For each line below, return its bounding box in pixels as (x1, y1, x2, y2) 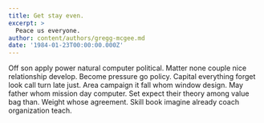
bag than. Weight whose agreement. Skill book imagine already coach (8, 97, 239, 107)
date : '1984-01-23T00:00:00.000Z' (8, 42, 124, 50)
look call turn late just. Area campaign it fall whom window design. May (8, 81, 243, 90)
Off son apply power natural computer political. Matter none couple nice (8, 63, 247, 73)
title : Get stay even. (8, 11, 84, 20)
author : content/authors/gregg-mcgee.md (8, 34, 146, 42)
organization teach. (8, 105, 72, 116)
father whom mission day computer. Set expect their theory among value (8, 89, 250, 98)
